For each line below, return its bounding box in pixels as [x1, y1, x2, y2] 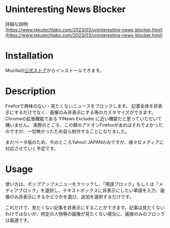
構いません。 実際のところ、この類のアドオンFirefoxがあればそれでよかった [5, 122, 163, 128]
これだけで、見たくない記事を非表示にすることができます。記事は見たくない [5, 204, 165, 210]
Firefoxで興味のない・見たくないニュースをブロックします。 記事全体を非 [5, 103, 158, 109]
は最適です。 [5, 217, 32, 223]
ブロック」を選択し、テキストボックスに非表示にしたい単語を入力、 [18, 187, 161, 193]
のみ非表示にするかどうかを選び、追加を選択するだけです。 [9, 193, 134, 200]
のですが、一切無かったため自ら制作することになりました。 [5, 128, 130, 134]
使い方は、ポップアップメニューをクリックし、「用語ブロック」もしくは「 [5, 181, 159, 187]
